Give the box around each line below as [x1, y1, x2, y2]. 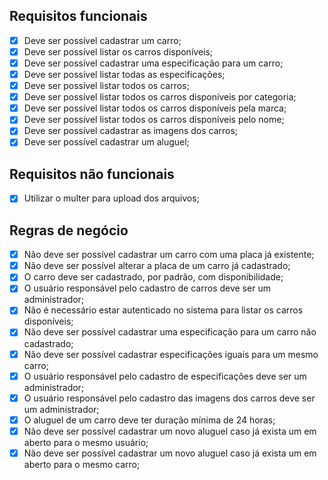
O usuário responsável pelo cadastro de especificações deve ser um [23, 370, 307, 382]
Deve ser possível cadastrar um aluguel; [23, 136, 190, 148]
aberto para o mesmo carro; [23, 458, 141, 470]
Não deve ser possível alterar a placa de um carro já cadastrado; [23, 260, 291, 272]
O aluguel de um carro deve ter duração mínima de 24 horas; [23, 414, 276, 426]
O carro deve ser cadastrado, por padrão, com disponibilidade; [23, 271, 284, 283]
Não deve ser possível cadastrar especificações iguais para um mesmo [23, 348, 319, 360]
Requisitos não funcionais [9, 165, 175, 183]
